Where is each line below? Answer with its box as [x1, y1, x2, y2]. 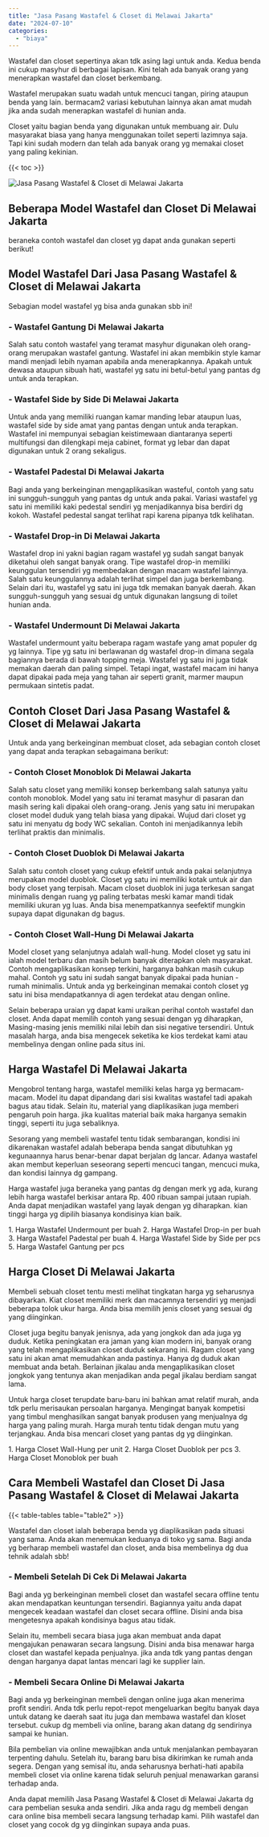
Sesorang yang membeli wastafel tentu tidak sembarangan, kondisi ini [8, 1134, 240, 1143]
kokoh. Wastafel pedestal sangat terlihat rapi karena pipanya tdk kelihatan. [8, 510, 255, 519]
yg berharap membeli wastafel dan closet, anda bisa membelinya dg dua [8, 1543, 249, 1552]
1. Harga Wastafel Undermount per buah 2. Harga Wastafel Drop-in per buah [8, 1224, 261, 1234]
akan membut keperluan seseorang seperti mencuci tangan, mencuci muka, [8, 1159, 260, 1169]
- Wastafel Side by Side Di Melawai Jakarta [8, 394, 179, 405]
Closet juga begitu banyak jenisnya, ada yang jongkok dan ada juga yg [8, 1327, 242, 1337]
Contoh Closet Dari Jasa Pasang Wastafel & [8, 704, 230, 718]
